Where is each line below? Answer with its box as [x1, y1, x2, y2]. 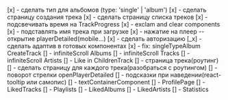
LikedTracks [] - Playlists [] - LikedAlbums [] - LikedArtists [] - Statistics [7, 85, 209, 93]
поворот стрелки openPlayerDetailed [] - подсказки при [7, 71, 169, 79]
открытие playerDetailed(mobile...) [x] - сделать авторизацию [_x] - [7, 35, 202, 43]
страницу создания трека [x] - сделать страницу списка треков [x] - [7, 13, 208, 21]
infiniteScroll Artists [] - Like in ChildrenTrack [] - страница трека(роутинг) [7, 56, 219, 64]
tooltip [7, 78, 25, 86]
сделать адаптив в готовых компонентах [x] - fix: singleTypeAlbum [7, 42, 201, 50]
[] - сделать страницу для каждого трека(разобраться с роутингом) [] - [7, 64, 218, 71]
